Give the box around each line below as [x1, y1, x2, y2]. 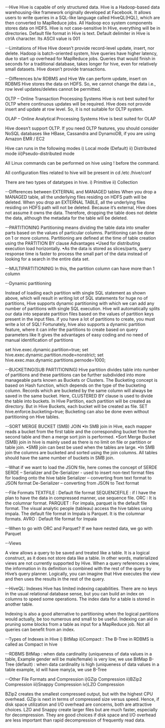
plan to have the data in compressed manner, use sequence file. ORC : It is [5, 495, 157, 501]
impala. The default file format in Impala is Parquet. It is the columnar [5, 510, 145, 516]
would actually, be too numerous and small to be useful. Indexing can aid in [5, 616, 158, 622]
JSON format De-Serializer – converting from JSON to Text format [5, 480, 139, 486]
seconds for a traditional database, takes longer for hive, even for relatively [5, 61, 158, 67]
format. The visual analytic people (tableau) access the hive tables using [5, 506, 153, 511]
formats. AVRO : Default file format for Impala [5, 516, 97, 522]
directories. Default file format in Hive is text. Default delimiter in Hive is [5, 31, 150, 36]
